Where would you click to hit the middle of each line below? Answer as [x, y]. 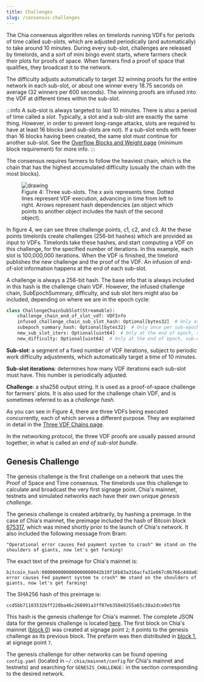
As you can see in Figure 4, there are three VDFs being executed [87, 412]
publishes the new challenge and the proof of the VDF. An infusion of [93, 261]
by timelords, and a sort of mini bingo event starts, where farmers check [97, 54]
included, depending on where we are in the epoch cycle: [78, 299]
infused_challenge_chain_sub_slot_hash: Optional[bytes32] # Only [104, 322]
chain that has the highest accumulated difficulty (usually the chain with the [101, 167]
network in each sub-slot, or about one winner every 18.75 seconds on [95, 85]
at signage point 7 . [29, 642]
